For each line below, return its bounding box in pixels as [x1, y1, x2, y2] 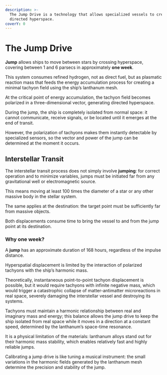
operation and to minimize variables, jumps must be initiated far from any [5, 173, 155, 179]
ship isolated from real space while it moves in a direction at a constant [5, 319, 151, 325]
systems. [5, 298, 24, 304]
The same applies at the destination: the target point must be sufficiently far [5, 203, 161, 209]
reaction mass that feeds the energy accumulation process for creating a [5, 79, 155, 85]
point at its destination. [5, 223, 52, 229]
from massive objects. [5, 208, 51, 214]
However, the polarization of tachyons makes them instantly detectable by [5, 130, 157, 136]
